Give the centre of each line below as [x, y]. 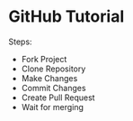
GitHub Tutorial [66, 17]
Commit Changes [53, 88]
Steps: [20, 42]
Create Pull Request [58, 98]
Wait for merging [53, 107]
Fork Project [44, 59]
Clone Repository [53, 69]
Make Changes [49, 78]
